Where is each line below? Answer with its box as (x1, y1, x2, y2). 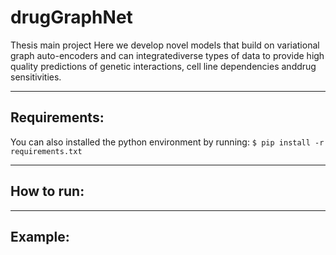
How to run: (10, 183, 85, 200)
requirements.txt (10, 146, 83, 156)
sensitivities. (10, 71, 62, 83)
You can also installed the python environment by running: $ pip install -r (10, 136, 325, 148)
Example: (10, 228, 70, 245)
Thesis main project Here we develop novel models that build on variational (10, 39, 320, 51)
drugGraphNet (10, 6, 133, 29)
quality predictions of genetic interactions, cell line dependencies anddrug (10, 60, 317, 72)
